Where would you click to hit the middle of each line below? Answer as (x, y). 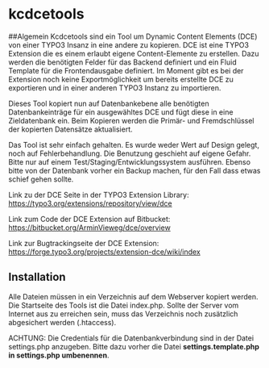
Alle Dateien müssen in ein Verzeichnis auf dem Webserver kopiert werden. (134, 296)
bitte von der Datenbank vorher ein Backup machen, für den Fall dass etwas (134, 170)
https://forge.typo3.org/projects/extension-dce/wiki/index (105, 252)
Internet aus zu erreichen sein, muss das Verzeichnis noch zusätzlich (123, 314)
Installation (37, 277)
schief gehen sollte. (41, 179)
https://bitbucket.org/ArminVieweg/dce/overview (89, 228)
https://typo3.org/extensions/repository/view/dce (90, 203)
